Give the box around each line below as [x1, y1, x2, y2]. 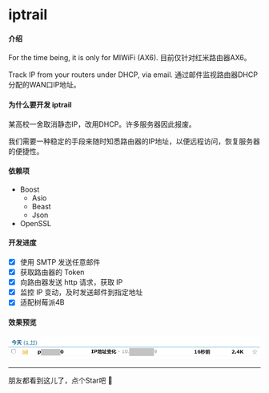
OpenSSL [19, 218, 52, 228]
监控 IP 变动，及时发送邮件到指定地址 [19, 287, 143, 298]
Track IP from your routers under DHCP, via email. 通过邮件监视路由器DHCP [8, 70, 259, 79]
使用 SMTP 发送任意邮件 [19, 257, 101, 266]
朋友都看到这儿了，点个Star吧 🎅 [8, 375, 113, 385]
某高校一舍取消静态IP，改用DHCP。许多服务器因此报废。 [8, 119, 196, 129]
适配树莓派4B [19, 298, 65, 307]
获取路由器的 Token [19, 267, 85, 278]
